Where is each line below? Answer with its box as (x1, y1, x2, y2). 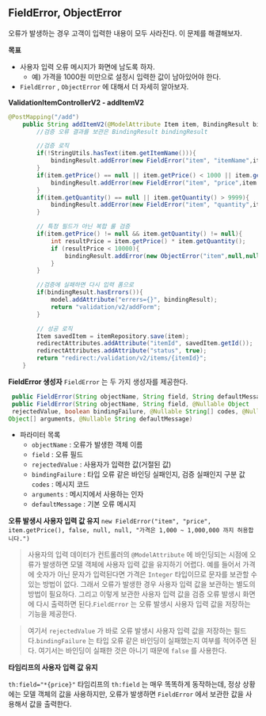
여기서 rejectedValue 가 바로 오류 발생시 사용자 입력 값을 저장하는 (27, 626, 232, 636)
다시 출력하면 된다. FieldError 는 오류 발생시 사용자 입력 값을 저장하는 (36, 600, 251, 609)
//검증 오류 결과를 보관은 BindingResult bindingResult (36, 128, 208, 135)
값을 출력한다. (28, 699, 72, 709)
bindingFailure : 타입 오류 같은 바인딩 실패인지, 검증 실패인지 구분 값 (31, 470, 245, 479)
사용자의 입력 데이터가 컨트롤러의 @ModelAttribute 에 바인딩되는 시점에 (27, 550, 248, 559)
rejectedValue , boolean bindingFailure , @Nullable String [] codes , (11, 407, 239, 415)
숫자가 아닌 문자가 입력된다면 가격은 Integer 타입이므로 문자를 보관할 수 (36, 569, 257, 579)
